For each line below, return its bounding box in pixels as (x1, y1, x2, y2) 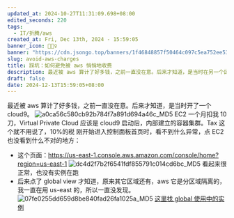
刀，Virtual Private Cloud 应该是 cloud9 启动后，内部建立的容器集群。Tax (7, 119, 218, 127)
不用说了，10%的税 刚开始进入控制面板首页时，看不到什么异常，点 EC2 (19, 127, 224, 136)
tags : (7, 23, 23, 30)
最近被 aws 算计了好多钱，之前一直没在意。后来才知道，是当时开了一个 (7, 102, 212, 110)
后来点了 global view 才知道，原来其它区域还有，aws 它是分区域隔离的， (17, 177, 226, 185)
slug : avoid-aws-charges (7, 56, 79, 63)
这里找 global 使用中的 (154, 194, 219, 203)
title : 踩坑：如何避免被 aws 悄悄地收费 (7, 62, 113, 69)
